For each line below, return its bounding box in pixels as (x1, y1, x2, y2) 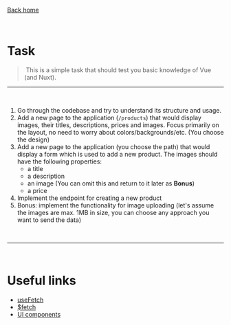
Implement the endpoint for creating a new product (16, 194, 162, 202)
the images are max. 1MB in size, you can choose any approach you (16, 208, 210, 216)
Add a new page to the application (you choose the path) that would (16, 142, 210, 150)
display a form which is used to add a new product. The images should (16, 150, 218, 158)
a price (27, 186, 47, 194)
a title (27, 164, 43, 172)
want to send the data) (16, 216, 82, 224)
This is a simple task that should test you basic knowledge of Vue (25, 65, 212, 74)
